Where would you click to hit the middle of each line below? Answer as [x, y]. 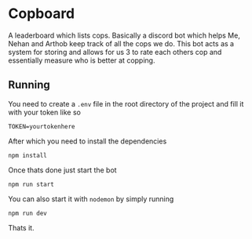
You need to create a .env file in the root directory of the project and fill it [126, 103]
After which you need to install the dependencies [88, 141]
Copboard [42, 14]
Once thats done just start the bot [62, 170]
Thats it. [21, 227]
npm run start [31, 184]
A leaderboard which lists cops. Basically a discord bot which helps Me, [124, 35]
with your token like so [44, 112]
